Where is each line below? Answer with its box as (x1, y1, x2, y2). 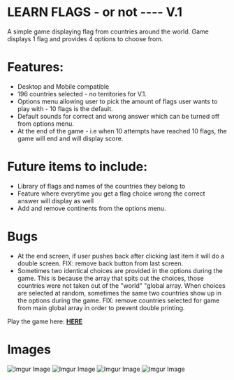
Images (7, 342, 51, 357)
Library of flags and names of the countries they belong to (17, 182, 186, 190)
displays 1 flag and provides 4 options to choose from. (7, 34, 163, 43)
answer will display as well (17, 196, 94, 205)
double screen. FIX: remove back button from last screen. (17, 259, 184, 268)
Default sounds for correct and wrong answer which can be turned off (17, 112, 220, 120)
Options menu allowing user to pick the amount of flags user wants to (17, 97, 218, 105)
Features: (7, 59, 64, 75)
